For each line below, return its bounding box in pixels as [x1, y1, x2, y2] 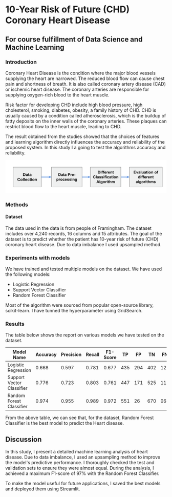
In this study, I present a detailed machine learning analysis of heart [5, 449, 148, 455]
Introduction [5, 58, 37, 65]
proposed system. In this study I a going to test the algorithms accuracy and [5, 144, 166, 150]
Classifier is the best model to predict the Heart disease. [5, 420, 124, 426]
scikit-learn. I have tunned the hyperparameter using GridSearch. [5, 308, 143, 314]
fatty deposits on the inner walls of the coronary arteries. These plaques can [5, 118, 167, 124]
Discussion [5, 435, 42, 444]
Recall [85, 351, 100, 357]
